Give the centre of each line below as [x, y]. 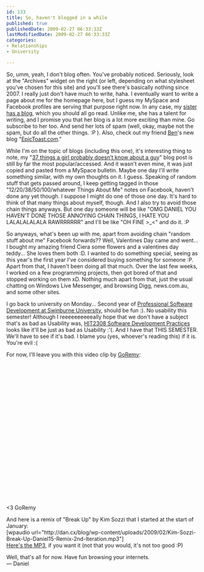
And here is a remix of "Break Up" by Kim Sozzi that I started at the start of [100, 519]
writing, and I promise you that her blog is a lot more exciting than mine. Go [100, 119]
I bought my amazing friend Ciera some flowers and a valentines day [93, 247]
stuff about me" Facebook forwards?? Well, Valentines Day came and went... [102, 240]
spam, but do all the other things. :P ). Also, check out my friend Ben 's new [100, 132]
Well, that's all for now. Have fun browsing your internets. [78, 557]
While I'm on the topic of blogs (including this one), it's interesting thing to [99, 150]
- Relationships [27, 46]
